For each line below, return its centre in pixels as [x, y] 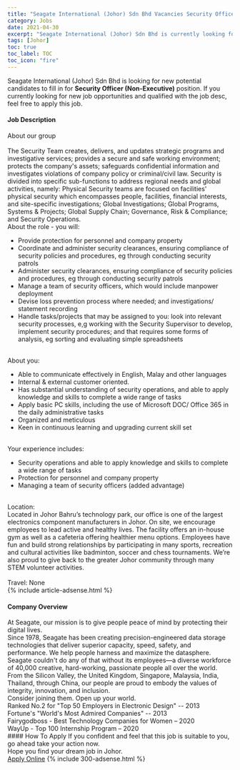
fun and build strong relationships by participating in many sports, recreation [120, 544]
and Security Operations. [44, 219]
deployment [35, 293]
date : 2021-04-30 [33, 27]
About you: [24, 360]
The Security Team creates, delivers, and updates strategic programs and [116, 151]
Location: [21, 507]
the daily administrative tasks [61, 412]
